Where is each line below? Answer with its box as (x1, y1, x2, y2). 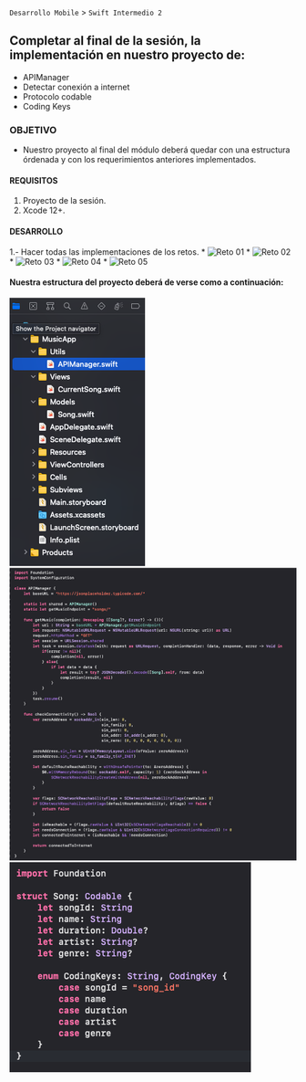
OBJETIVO (9, 123, 57, 136)
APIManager (22, 71, 70, 82)
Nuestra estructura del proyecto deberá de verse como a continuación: (9, 277, 284, 288)
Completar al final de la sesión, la (9, 33, 202, 48)
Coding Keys (22, 100, 71, 111)
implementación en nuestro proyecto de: (9, 47, 246, 63)
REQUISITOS (9, 174, 58, 185)
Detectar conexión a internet (22, 81, 130, 92)
